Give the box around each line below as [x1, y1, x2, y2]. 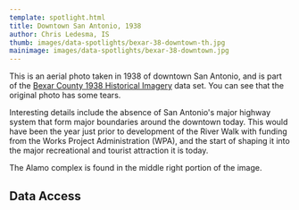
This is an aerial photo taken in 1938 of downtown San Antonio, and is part [9, 71, 283, 81]
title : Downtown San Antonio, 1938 [9, 21, 142, 30]
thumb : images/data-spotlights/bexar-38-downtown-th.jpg [9, 38, 226, 47]
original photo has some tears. [9, 90, 121, 101]
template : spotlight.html [9, 13, 105, 22]
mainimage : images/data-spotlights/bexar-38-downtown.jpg [9, 46, 229, 55]
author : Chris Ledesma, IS [9, 29, 110, 38]
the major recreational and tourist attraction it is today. [9, 145, 209, 156]
